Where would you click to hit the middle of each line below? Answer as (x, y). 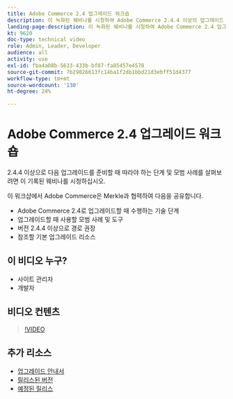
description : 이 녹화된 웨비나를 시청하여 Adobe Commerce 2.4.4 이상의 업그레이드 (115, 20)
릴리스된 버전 (35, 379)
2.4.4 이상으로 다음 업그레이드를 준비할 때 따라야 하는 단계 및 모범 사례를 (105, 172)
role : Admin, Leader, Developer (54, 46)
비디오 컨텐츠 (34, 312)
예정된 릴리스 (35, 389)
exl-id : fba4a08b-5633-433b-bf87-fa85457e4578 (76, 66)
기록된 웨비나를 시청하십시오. (66, 181)
